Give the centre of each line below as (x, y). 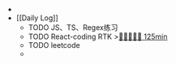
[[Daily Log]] (37, 18)
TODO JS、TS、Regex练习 (73, 28)
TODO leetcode (54, 45)
